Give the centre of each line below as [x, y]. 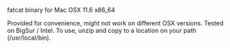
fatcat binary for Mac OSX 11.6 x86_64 [61, 10]
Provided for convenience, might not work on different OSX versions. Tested [115, 23]
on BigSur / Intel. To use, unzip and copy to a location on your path [102, 31]
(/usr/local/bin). [29, 38]
